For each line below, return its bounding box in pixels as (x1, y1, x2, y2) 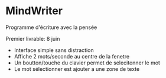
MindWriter (5, 4, 63, 18)
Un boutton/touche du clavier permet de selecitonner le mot (14, 59, 161, 66)
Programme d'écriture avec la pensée (5, 24, 97, 31)
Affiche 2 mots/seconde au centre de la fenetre (14, 53, 130, 60)
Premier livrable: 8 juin (5, 35, 60, 42)
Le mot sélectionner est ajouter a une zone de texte (14, 65, 140, 72)
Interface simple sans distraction (14, 46, 94, 54)
